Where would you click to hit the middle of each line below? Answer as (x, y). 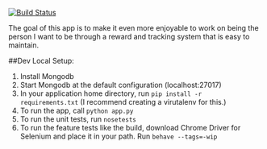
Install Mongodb (47, 76)
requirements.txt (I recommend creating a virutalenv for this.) (123, 102)
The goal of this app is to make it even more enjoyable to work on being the (134, 28)
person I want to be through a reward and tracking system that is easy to (129, 37)
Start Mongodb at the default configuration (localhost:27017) (121, 85)
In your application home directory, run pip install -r (111, 93)
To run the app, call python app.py (77, 110)
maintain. (23, 45)
